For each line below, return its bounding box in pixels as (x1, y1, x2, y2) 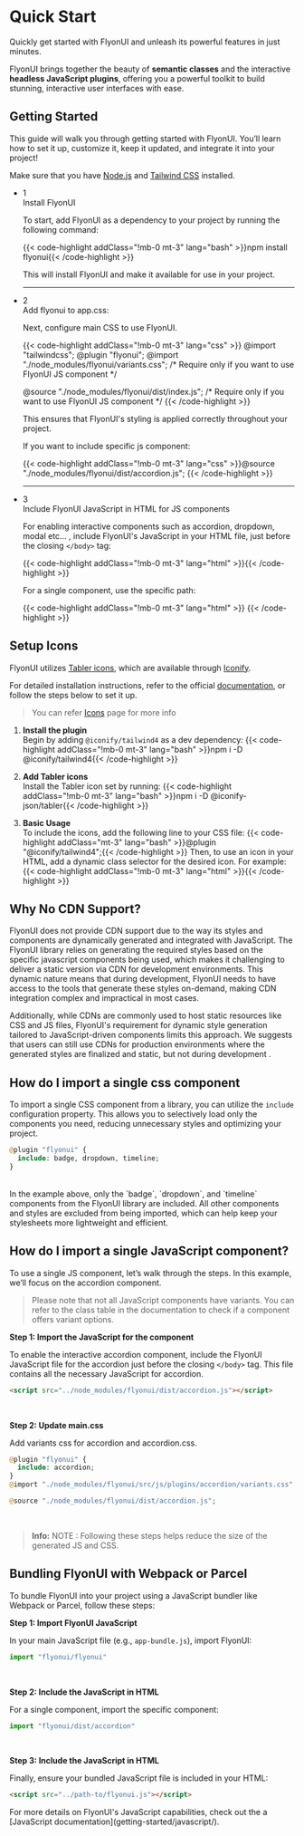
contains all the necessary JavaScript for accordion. (9, 1368, 204, 1379)
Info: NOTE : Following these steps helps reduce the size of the (31, 1530, 268, 1541)
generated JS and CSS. (31, 1540, 119, 1551)
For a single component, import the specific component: (9, 1704, 219, 1715)
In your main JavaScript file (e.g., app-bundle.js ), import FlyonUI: (9, 1635, 252, 1646)
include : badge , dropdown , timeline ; (17, 1154, 160, 1163)
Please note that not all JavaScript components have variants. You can (31, 1294, 295, 1305)
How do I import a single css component (9, 1075, 241, 1091)
